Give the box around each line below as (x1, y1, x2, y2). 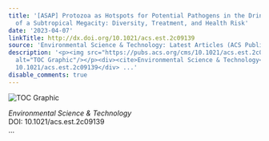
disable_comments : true (8, 71, 88, 79)
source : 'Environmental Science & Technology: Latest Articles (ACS (8, 41, 242, 49)
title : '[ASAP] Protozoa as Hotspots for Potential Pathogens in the (8, 11, 246, 20)
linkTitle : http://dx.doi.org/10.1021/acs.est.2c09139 (8, 33, 195, 42)
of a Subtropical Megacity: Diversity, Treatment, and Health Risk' (15, 19, 249, 27)
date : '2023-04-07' (8, 26, 74, 34)
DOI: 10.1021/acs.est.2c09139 (8, 116, 105, 126)
